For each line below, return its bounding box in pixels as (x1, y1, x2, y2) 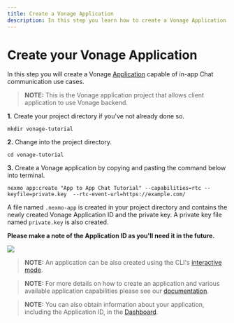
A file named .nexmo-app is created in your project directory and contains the (7, 203, 228, 212)
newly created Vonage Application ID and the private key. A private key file (7, 211, 222, 219)
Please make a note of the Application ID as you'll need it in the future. (7, 232, 215, 240)
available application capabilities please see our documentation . (24, 287, 210, 295)
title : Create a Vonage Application (7, 10, 114, 18)
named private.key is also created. (7, 218, 109, 226)
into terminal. (7, 171, 45, 179)
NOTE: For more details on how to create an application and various (24, 280, 220, 288)
